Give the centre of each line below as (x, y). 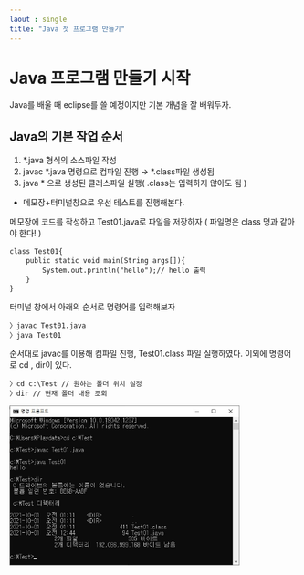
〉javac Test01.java (48, 326)
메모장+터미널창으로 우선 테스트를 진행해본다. (104, 203)
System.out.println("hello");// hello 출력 (125, 271)
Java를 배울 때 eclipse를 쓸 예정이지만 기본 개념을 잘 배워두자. (121, 105)
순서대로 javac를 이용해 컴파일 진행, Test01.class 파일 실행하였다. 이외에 (138, 354)
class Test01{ (37, 252)
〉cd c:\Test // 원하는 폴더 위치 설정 (76, 384)
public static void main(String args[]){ (105, 261)
